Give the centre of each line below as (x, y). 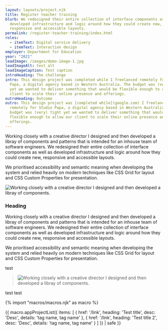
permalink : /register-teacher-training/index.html (59, 33)
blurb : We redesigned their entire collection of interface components (81, 19)
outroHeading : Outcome (29, 98)
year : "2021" (19, 56)
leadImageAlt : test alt (30, 66)
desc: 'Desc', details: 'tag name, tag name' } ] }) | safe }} (63, 323)
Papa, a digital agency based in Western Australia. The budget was (82, 84)
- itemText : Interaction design (43, 47)
